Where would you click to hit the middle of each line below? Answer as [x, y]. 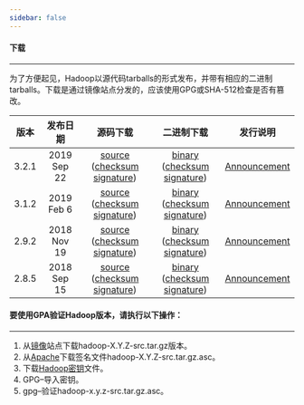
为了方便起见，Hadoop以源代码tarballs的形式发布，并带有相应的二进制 [141, 78]
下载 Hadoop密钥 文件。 [65, 369]
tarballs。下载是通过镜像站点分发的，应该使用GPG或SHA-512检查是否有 [143, 89]
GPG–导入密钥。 [53, 380]
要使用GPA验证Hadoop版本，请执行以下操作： [96, 315]
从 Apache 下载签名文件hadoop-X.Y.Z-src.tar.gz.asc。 [121, 357]
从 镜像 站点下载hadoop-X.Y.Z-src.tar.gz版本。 [107, 346]
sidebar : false [38, 18]
